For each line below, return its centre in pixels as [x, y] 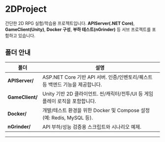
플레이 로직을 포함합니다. [69, 101]
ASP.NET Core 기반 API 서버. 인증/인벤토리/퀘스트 [97, 77]
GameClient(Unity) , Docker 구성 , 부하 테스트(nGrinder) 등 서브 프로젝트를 [78, 29]
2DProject [26, 9]
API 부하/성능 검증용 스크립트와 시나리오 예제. [92, 127]
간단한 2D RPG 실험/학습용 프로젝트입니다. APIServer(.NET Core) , [70, 23]
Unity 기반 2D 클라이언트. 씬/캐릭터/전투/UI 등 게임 [98, 93]
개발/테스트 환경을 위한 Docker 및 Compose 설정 [96, 110]
